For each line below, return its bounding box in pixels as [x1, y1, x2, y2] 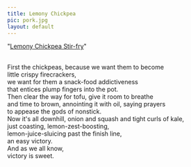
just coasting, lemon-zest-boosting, [7, 122, 110, 131]
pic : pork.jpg [7, 17, 49, 24]
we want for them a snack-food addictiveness [7, 78, 139, 86]
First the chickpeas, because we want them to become [7, 63, 165, 72]
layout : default [7, 23, 54, 30]
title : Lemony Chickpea [7, 10, 76, 17]
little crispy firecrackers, [7, 70, 76, 79]
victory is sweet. [7, 152, 54, 160]
